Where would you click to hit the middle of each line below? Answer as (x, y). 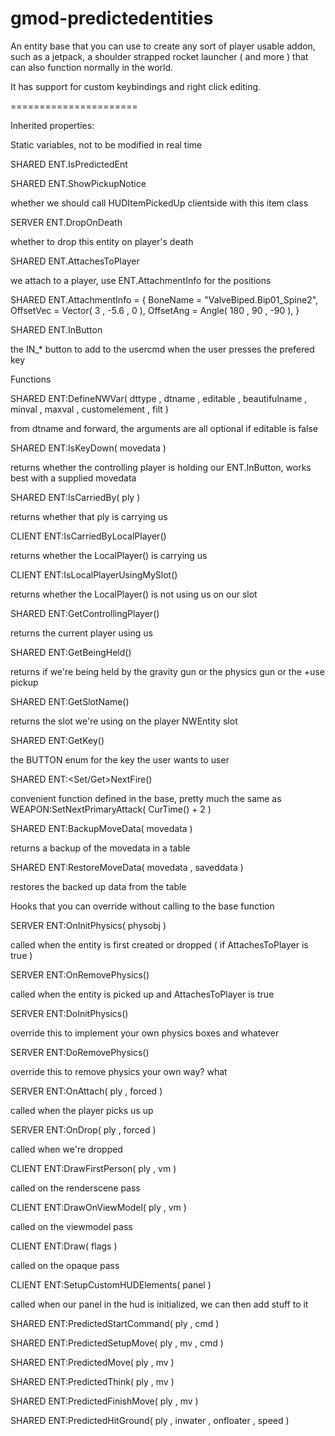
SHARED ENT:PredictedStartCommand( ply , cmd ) (115, 1323)
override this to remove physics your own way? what (119, 1071)
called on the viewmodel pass (71, 1226)
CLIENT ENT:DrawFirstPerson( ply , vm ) (93, 1168)
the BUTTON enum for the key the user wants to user (120, 759)
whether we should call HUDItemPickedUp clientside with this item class (159, 203)
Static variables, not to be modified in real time (106, 144)
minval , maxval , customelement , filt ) (89, 409)
